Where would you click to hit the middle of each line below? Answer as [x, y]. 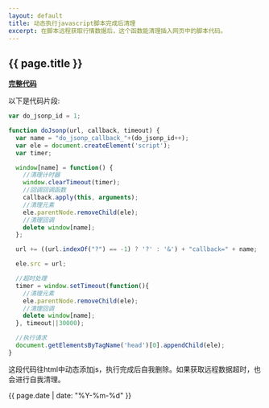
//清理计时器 [41, 175]
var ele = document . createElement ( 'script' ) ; [93, 146]
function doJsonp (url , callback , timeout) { [84, 131]
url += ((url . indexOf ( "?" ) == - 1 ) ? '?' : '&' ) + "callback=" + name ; [137, 249]
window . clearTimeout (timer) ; [72, 183]
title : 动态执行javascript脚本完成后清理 [72, 23]
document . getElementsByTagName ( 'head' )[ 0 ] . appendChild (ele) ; [120, 346]
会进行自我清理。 [37, 379]
